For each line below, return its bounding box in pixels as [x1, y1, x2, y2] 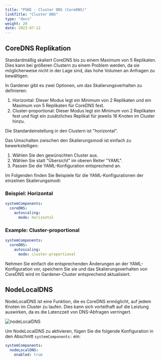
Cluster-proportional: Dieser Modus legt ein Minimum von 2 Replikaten [12, 107, 156, 114]
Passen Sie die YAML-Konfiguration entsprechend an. [12, 163, 122, 169]
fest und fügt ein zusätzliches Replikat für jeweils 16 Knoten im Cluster [12, 113, 155, 119]
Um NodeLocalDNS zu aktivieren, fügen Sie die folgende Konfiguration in [5, 328, 154, 334]
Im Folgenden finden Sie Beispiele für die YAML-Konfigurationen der [5, 172, 144, 178]
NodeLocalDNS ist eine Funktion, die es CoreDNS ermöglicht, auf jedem [5, 299, 152, 305]
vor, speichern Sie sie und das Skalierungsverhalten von [33, 266, 148, 272]
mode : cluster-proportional [18, 252, 76, 257]
